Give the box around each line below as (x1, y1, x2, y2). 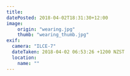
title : (6, 9, 23, 15)
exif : (6, 37, 20, 44)
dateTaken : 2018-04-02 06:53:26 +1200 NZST (12, 49, 124, 55)
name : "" (17, 60, 40, 66)
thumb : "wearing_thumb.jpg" (17, 32, 89, 38)
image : (6, 20, 23, 26)
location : (12, 55, 37, 61)
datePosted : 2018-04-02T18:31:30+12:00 (6, 15, 109, 21)
